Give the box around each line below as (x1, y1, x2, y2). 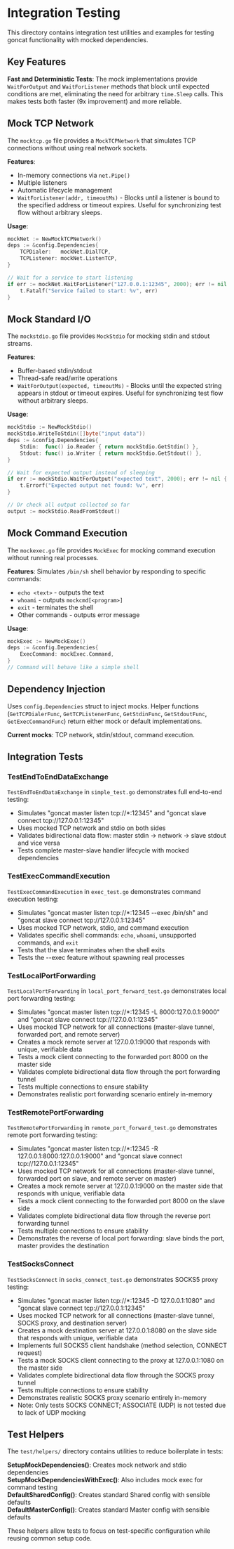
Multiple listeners (17, 178, 68, 187)
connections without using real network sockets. (7, 143, 148, 152)
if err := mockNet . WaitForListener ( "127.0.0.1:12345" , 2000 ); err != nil (7, 280, 228, 287)
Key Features (7, 56, 67, 68)
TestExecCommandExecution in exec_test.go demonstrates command (7, 887, 201, 895)
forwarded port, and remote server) (17, 1030, 121, 1039)
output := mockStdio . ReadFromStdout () (7, 507, 121, 514)
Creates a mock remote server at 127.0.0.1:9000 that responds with (17, 1038, 211, 1046)
